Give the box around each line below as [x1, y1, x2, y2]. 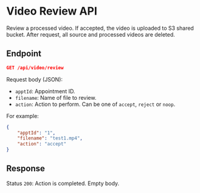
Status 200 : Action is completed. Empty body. [6, 180, 120, 187]
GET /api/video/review [6, 65, 64, 71]
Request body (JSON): [6, 75, 63, 83]
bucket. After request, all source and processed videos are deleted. [6, 30, 175, 38]
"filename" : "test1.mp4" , [17, 135, 83, 141]
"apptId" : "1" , [17, 130, 56, 136]
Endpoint [6, 49, 41, 59]
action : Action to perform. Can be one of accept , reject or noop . [15, 100, 176, 108]
